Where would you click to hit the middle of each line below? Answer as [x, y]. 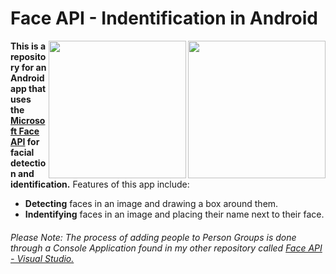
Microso [28, 120]
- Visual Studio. [42, 258]
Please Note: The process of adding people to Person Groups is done [153, 237]
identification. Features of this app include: [100, 184]
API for [25, 141]
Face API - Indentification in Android [164, 18]
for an [34, 67]
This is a [28, 46]
